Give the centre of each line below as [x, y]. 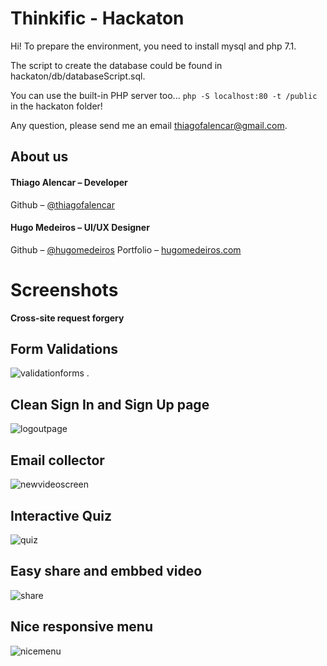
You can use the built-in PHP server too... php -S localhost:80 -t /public [164, 95]
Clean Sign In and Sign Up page [110, 404]
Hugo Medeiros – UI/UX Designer [80, 228]
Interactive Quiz [61, 515]
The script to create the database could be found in [116, 65]
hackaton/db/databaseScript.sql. [78, 76]
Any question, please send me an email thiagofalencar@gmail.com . [149, 125]
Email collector [57, 460]
